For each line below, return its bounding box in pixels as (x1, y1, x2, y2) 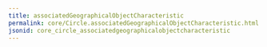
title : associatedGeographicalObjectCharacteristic (8, 11, 184, 20)
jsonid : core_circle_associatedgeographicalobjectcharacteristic (8, 26, 230, 34)
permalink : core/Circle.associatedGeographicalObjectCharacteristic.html (8, 19, 260, 27)
